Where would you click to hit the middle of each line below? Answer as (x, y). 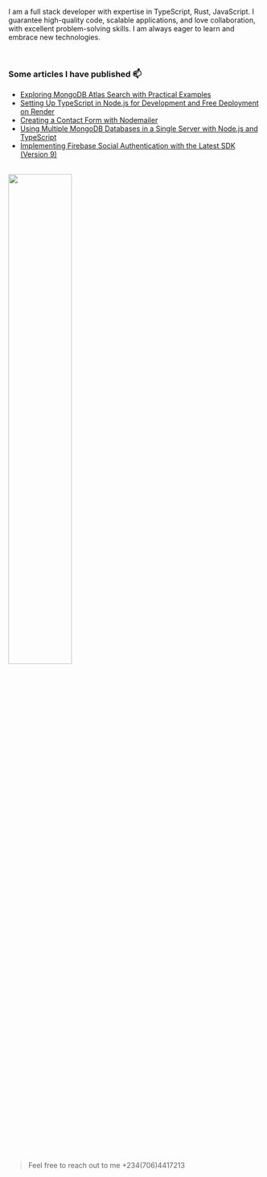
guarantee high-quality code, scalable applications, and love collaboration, (132, 20)
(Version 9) (39, 154)
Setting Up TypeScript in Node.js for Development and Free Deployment (139, 103)
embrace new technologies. (54, 37)
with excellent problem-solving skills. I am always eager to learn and (121, 29)
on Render (37, 112)
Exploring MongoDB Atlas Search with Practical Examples (115, 95)
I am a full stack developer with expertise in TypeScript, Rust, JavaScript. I (131, 12)
